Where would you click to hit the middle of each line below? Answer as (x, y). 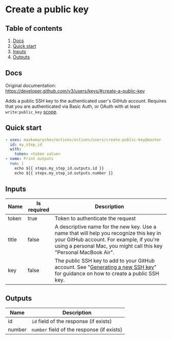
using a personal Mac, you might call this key (109, 246)
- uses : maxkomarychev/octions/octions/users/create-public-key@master (83, 139)
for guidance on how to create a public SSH (107, 274)
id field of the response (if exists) (72, 322)
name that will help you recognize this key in (108, 233)
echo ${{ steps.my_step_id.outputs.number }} (64, 173)
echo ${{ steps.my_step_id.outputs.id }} (59, 168)
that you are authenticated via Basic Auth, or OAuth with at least (73, 106)
